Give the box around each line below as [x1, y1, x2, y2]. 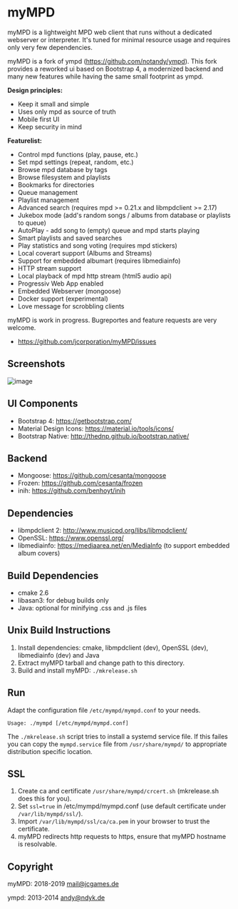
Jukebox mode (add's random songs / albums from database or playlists [17, 211, 231, 219]
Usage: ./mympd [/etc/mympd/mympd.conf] [7, 719, 130, 727]
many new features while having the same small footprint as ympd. [7, 72, 205, 81]
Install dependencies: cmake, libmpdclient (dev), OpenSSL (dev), [17, 643, 209, 652]
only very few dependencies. [7, 43, 93, 51]
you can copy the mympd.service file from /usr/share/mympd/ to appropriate [7, 740, 227, 748]
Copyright [7, 860, 53, 873]
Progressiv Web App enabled [17, 279, 104, 288]
